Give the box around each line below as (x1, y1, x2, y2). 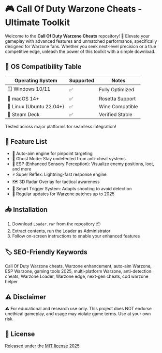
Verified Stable (99, 111, 133, 118)
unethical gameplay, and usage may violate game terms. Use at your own (5, 311, 151, 317)
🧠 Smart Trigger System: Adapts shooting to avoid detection (12, 185, 132, 191)
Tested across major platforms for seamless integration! (5, 123, 117, 129)
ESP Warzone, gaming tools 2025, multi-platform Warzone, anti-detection (5, 269, 151, 274)
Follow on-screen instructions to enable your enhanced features (12, 233, 140, 239)
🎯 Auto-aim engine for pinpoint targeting (12, 151, 93, 156)
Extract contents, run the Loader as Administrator (12, 228, 111, 234)
